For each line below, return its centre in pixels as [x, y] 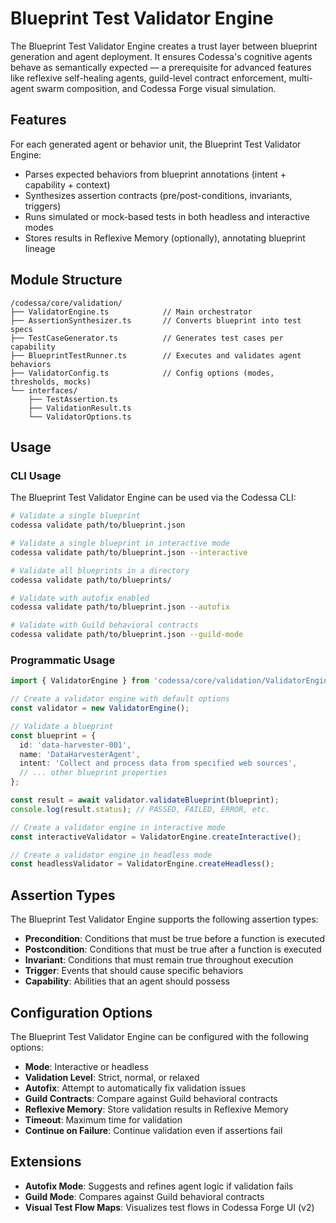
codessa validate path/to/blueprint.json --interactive [129, 552]
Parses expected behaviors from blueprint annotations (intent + [155, 174]
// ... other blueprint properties [93, 773]
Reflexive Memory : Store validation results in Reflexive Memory [156, 1109]
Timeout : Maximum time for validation [103, 1119]
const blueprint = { [53, 735]
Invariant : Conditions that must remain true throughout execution [159, 960]
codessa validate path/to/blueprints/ [91, 580]
